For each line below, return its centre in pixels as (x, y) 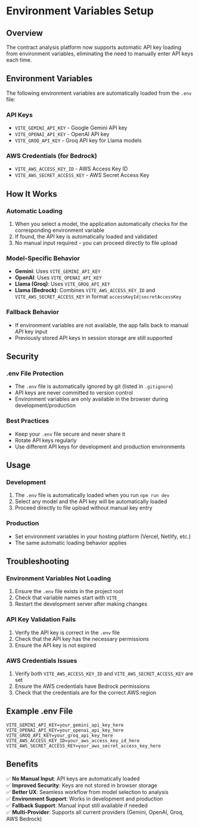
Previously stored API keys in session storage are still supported (94, 337)
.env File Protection (35, 373)
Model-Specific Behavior (43, 259)
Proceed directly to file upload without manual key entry (84, 508)
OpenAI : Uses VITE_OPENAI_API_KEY (58, 278)
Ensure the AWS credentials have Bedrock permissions (82, 686)
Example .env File (40, 711)
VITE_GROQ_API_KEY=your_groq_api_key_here (60, 735)
